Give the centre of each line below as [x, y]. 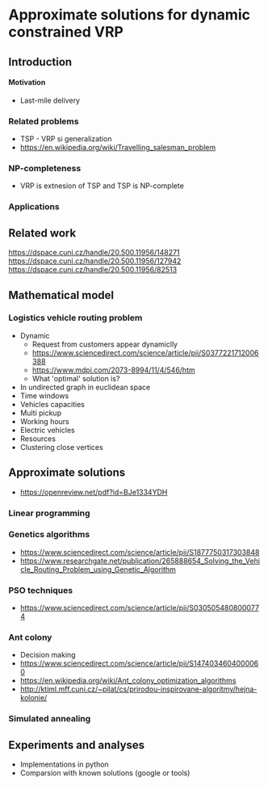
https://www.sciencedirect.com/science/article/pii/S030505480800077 [140, 608]
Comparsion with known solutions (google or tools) [105, 773]
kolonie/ [33, 698]
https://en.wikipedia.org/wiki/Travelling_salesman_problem [118, 148]
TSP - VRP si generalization [66, 139]
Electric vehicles [47, 430]
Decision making [48, 655]
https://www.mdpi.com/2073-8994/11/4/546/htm [113, 370]
